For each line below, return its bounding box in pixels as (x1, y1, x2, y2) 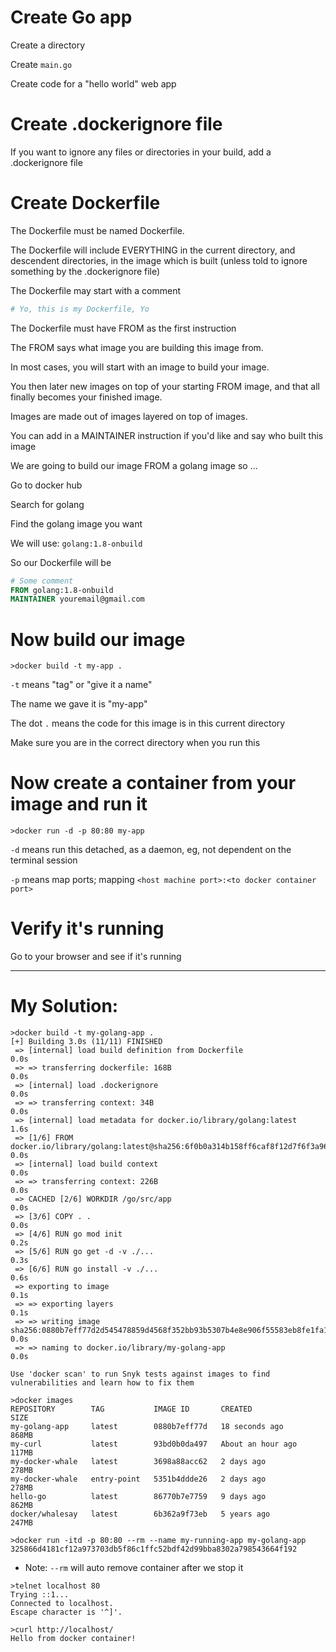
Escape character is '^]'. (10, 1607, 123, 1618)
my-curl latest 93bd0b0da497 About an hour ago (10, 1439, 298, 1450)
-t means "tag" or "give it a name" (10, 679, 153, 691)
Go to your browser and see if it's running (10, 951, 182, 963)
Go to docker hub (10, 479, 83, 491)
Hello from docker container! (10, 1634, 137, 1644)
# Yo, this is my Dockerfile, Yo (10, 304, 150, 314)
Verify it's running (10, 917, 165, 940)
